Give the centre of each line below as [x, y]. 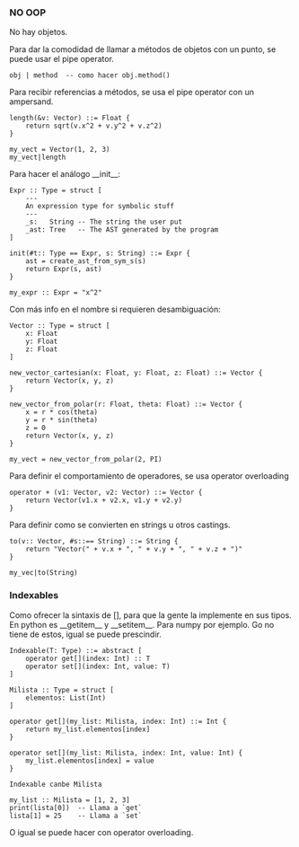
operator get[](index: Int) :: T [88, 658]
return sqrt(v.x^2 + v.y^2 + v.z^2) [94, 126]
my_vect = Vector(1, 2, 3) [60, 150]
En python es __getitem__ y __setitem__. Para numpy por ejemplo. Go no [142, 624]
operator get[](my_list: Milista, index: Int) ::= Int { [118, 721]
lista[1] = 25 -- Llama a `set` [76, 816]
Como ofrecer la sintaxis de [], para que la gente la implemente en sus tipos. [150, 615]
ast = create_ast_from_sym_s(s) [86, 261]
